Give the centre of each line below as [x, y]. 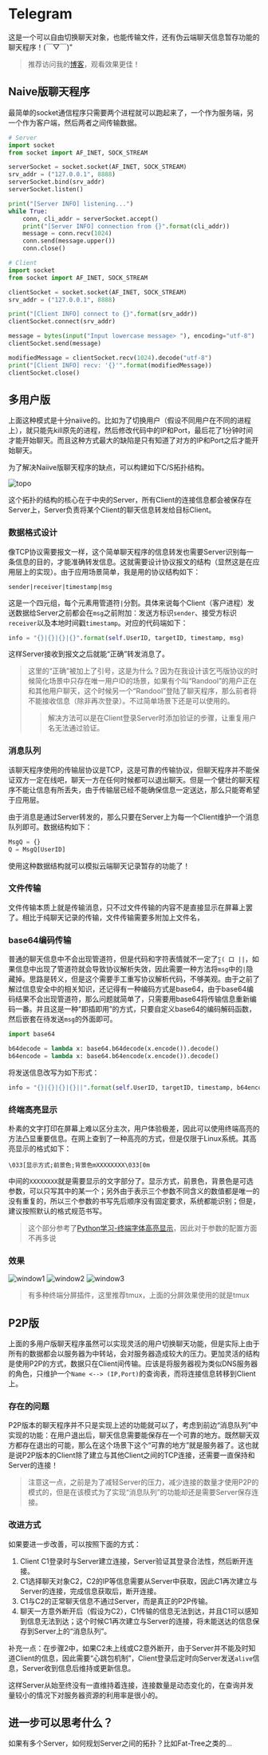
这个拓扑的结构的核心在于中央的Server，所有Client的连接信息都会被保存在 [130, 500]
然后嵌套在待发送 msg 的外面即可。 [63, 1019]
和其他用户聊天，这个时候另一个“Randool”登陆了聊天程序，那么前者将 [142, 691]
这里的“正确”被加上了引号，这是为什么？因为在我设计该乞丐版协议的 [139, 671]
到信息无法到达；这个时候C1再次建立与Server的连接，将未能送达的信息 [136, 1621]
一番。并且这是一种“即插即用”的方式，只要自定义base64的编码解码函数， [136, 1009]
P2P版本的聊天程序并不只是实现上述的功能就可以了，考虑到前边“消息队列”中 [133, 1425]
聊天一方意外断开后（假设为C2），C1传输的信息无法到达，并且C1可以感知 [139, 1611]
